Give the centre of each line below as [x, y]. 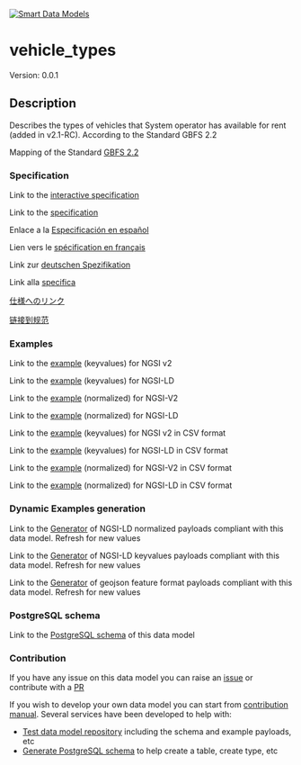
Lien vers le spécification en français [77, 247]
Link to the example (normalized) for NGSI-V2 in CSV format [120, 468]
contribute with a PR [47, 688]
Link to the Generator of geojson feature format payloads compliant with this [151, 582]
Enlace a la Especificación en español [80, 230]
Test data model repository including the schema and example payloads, [157, 732]
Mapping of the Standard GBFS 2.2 [74, 152]
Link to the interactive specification [74, 195]
